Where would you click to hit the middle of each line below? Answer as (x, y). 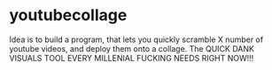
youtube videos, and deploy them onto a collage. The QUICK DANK (132, 48)
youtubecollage (68, 15)
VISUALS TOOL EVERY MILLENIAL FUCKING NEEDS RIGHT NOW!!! (132, 58)
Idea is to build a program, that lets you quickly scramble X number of (136, 39)
